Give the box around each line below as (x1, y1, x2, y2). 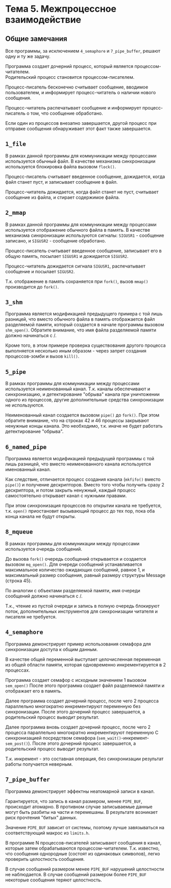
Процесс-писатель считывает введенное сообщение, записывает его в (5, 248, 162, 254)
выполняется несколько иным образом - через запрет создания (5, 348, 146, 354)
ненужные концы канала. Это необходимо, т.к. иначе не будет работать (5, 423, 163, 429)
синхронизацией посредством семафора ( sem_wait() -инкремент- (5, 735, 149, 741)
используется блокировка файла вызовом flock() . (5, 163, 116, 169)
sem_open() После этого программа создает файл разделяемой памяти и (5, 682, 165, 689)
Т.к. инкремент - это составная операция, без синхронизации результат (5, 756, 164, 762)
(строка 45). (5, 578, 32, 584)
